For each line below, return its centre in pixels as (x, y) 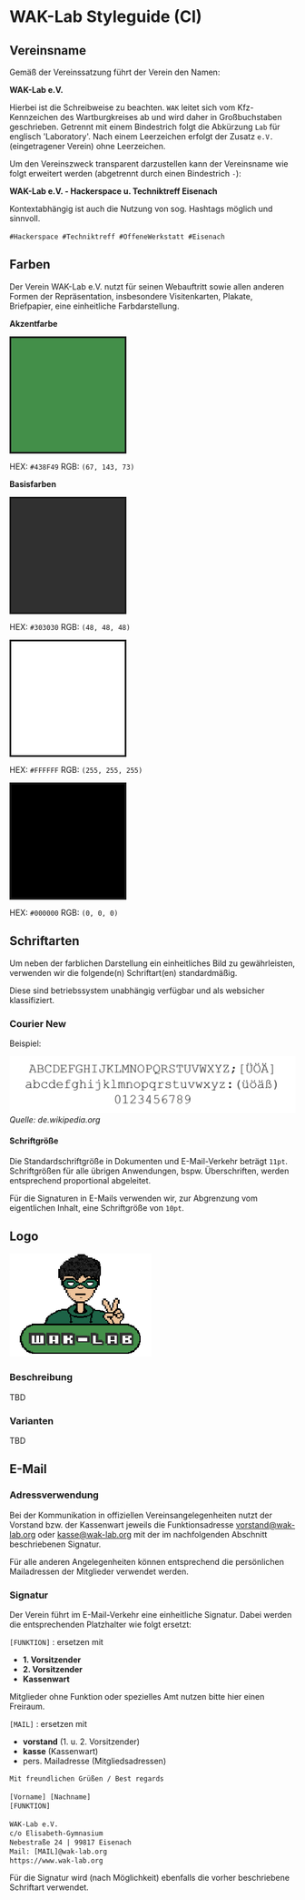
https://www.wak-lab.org (56, 1860)
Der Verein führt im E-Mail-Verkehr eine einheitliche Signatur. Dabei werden (151, 1614)
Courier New (38, 1023)
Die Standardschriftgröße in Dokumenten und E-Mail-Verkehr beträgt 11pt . (149, 1161)
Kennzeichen (34, 117)
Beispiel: (25, 1043)
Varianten (32, 1420)
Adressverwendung (54, 1495)
